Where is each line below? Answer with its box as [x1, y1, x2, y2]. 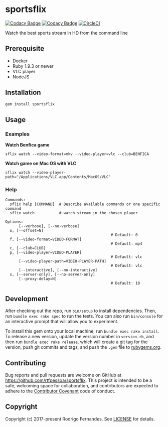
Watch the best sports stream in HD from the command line [5, 30, 128, 36]
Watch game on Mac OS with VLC [5, 161, 77, 167]
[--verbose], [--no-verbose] [18, 224, 80, 229]
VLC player [12, 68, 36, 74]
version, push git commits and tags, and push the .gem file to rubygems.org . [5, 344, 162, 350]
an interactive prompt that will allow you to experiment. [5, 319, 119, 325]
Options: [5, 219, 24, 224]
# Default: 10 [110, 281, 140, 286]
